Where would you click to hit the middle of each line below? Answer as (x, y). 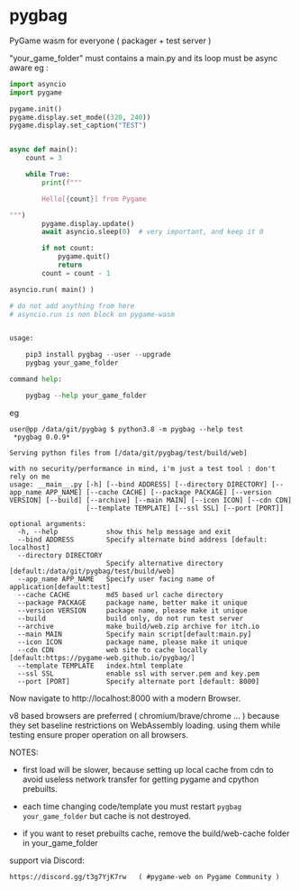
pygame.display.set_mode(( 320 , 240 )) (80, 117)
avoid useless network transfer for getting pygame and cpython (141, 779)
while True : (48, 175)
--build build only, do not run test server (131, 618)
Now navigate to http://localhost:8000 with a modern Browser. (125, 698)
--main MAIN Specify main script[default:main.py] (135, 634)
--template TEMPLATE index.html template (100, 666)
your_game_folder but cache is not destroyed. (107, 815)
